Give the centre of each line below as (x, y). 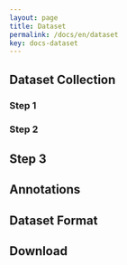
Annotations (45, 189)
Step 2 (24, 129)
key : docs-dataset (44, 43)
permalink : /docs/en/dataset (64, 34)
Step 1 (23, 105)
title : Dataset (38, 26)
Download (38, 251)
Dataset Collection (63, 79)
